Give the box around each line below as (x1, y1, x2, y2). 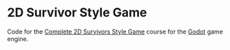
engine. (7, 34, 29, 42)
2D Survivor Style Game (7, 5, 147, 21)
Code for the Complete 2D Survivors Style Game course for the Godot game (7, 27, 224, 36)
